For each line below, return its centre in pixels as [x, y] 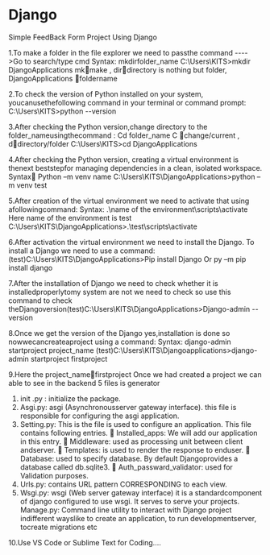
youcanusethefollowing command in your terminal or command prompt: [127, 102]
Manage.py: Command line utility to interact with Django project [126, 510]
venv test [32, 185]
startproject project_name [51, 350]
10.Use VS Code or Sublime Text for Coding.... [85, 542]
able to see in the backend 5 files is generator [84, 383]
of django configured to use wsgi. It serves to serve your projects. [130, 501]
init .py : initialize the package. [70, 398]
